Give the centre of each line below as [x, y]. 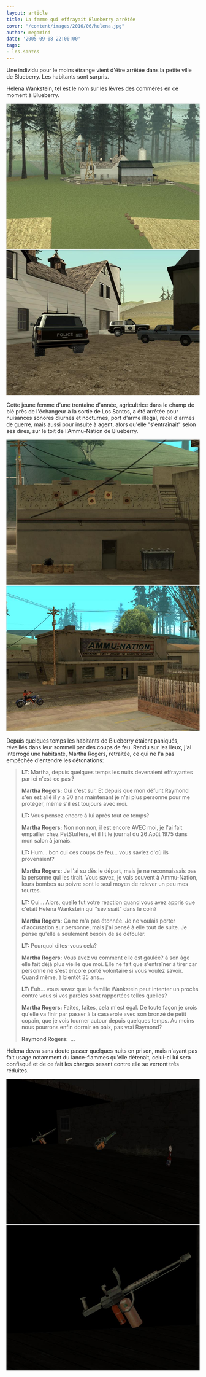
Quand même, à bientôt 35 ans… [63, 977]
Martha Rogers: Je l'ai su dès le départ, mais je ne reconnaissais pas [109, 871]
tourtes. [31, 890]
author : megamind [29, 33]
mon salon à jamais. [46, 840]
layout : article [27, 13]
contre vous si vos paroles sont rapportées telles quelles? [94, 996]
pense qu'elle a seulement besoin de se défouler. [83, 934]
